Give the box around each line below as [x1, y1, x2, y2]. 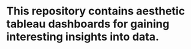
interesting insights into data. [6, 30, 159, 44]
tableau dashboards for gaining [6, 17, 170, 31]
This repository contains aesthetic [6, 4, 185, 18]
